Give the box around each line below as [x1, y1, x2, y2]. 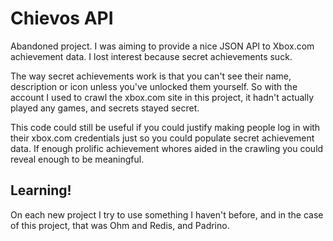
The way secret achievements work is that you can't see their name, [10, 70, 292, 82]
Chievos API [10, 7, 114, 30]
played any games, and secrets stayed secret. [10, 102, 200, 114]
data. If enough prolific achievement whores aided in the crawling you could [10, 142, 324, 154]
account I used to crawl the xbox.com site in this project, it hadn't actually [10, 91, 315, 103]
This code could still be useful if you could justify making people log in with [10, 121, 321, 133]
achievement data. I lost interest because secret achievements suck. [10, 50, 293, 62]
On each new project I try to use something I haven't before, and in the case [10, 208, 324, 221]
